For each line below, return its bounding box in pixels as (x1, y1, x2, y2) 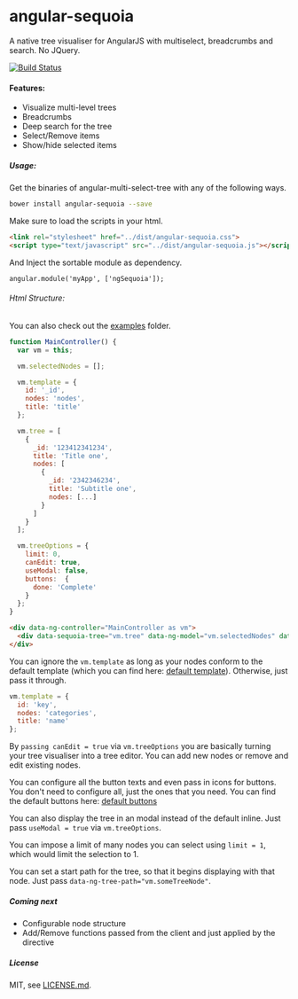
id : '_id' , (25, 386, 66, 395)
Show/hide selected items (21, 140, 117, 151)
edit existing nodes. (9, 760, 82, 770)
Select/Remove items (21, 130, 100, 141)
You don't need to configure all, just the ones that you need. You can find (9, 786, 277, 797)
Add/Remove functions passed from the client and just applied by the (21, 928, 276, 939)
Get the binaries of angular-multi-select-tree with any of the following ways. (9, 183, 286, 193)
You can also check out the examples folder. (9, 320, 171, 331)
